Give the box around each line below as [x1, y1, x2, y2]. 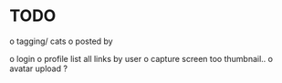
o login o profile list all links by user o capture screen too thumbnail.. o [9, 53, 274, 64]
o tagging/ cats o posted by [9, 36, 113, 47]
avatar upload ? [9, 63, 68, 74]
